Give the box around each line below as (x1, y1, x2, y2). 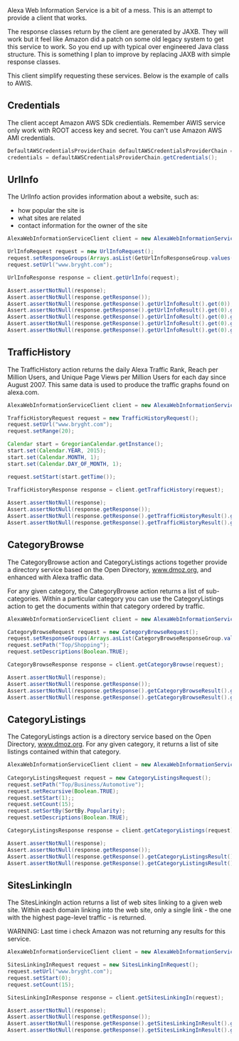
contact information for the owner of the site (17, 221, 148, 230)
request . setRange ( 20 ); (7, 428, 75, 435)
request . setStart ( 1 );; (7, 794, 75, 801)
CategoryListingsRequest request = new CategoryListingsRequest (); (7, 774, 212, 781)
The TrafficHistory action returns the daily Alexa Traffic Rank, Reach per (7, 365, 218, 374)
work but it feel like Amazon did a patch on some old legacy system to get (7, 35, 224, 43)
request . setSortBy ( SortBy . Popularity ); (7, 808, 126, 815)
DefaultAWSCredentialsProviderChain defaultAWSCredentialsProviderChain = (7, 147, 234, 154)
